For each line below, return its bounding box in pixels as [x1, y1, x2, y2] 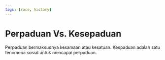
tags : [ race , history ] [5, 7, 52, 12]
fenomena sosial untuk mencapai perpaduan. [5, 49, 97, 55]
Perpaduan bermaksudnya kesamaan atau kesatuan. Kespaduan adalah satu [5, 44, 161, 50]
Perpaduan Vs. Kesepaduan [5, 28, 122, 39]
